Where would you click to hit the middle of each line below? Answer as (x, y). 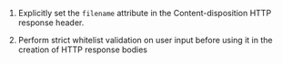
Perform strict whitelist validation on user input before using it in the (145, 40)
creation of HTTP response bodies (83, 50)
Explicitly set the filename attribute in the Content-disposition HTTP (145, 13)
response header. (51, 23)
